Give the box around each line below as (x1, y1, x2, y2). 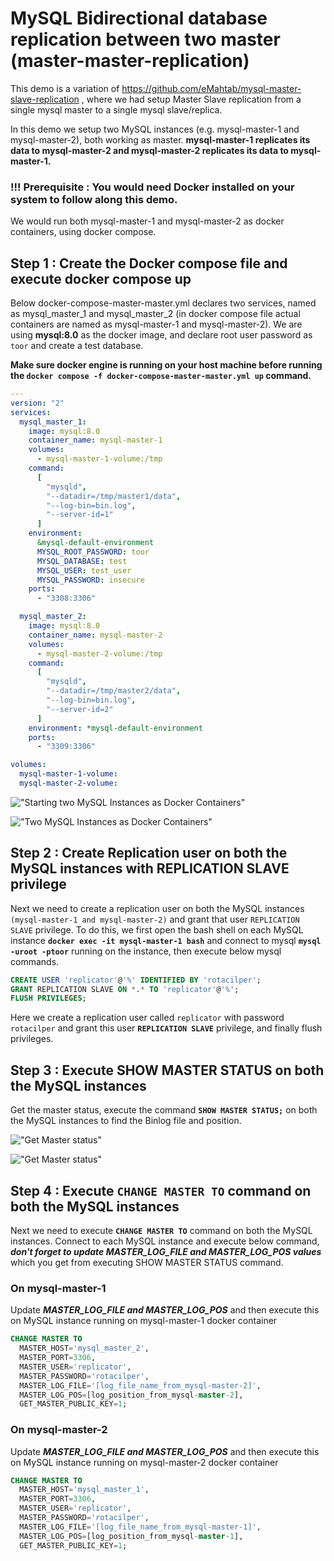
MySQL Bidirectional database (10, 7, 268, 30)
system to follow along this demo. (10, 192, 178, 206)
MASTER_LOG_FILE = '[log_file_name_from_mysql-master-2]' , (19, 1380, 262, 1391)
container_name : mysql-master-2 (28, 630, 163, 640)
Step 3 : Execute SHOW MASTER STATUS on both (10, 1062, 325, 1079)
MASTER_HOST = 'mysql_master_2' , (19, 1343, 150, 1354)
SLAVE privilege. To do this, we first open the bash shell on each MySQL (10, 923, 304, 936)
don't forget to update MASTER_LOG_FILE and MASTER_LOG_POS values (10, 1245, 322, 1257)
